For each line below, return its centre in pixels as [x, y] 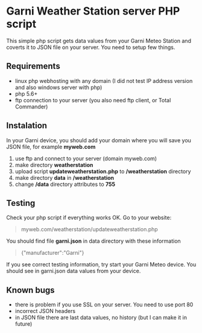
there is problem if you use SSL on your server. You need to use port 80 [104, 305]
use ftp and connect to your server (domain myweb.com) [86, 158]
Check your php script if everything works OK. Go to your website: [89, 218]
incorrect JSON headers [45, 311]
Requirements [33, 66]
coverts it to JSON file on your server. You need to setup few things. [91, 47]
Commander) [31, 107]
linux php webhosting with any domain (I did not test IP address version [104, 81]
